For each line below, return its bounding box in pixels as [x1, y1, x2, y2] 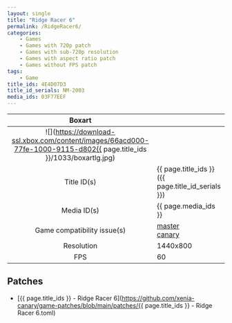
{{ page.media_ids [156, 202, 215, 211]
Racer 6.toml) [17, 309, 56, 317]
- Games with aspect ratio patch [19, 55, 116, 62]
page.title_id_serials [156, 182, 221, 190]
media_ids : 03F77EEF [7, 94, 67, 101]
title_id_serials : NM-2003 [7, 87, 85, 94]
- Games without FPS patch [19, 61, 97, 68]
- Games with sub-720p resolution [19, 49, 119, 56]
